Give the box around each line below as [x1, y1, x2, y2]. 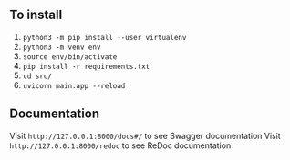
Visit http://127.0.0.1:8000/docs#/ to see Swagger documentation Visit [9, 130, 281, 141]
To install [9, 7, 63, 23]
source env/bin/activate [22, 52, 118, 62]
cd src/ [22, 72, 52, 81]
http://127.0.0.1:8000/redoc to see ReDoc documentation [9, 140, 232, 151]
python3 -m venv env [22, 43, 101, 52]
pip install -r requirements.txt [22, 62, 150, 71]
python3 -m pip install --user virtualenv [22, 33, 187, 42]
